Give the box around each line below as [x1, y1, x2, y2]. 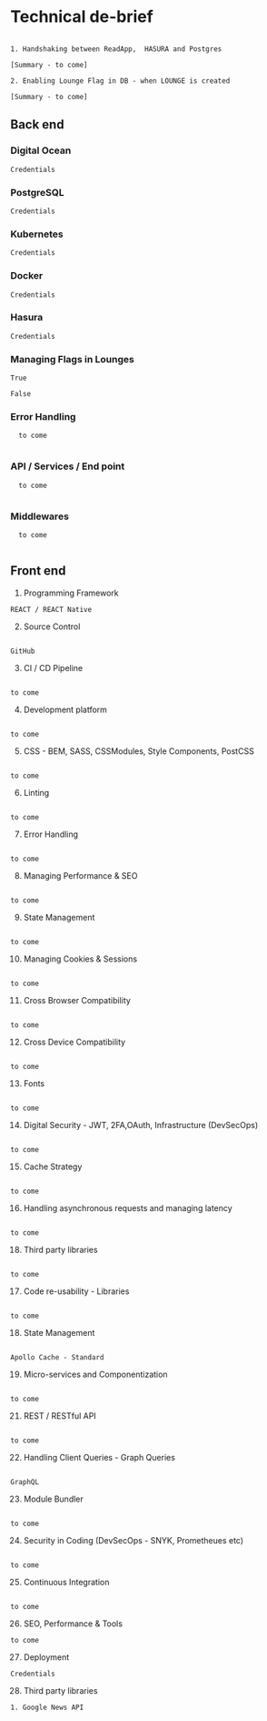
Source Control [23, 621, 81, 632]
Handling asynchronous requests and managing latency [23, 1202, 232, 1213]
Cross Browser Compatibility [23, 994, 131, 1005]
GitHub [10, 647, 35, 656]
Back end [10, 117, 64, 133]
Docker [10, 270, 44, 282]
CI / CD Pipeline [23, 662, 84, 673]
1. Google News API [10, 1703, 84, 1712]
